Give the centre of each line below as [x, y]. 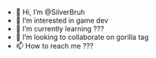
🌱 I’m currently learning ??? [60, 29]
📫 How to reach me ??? [54, 46]
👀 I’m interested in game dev [62, 20]
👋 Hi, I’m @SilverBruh [50, 12]
